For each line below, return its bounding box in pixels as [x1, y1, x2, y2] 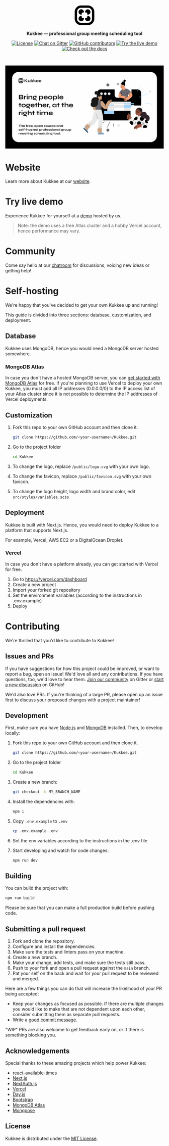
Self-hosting [5, 285, 59, 297]
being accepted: [5, 991, 39, 997]
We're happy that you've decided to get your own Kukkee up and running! [5, 302, 158, 308]
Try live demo [5, 196, 64, 208]
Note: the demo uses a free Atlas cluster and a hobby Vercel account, [17, 222, 162, 229]
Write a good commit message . [12, 1017, 77, 1023]
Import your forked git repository [12, 587, 80, 593]
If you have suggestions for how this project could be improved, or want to [5, 665, 160, 672]
